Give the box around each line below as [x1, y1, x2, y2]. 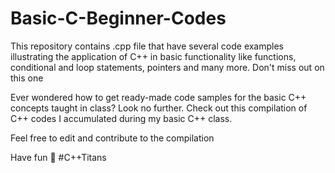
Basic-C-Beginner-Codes [10, 7, 227, 30]
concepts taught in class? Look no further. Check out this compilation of [10, 102, 308, 114]
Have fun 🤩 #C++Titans [10, 151, 107, 163]
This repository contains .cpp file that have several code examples [10, 40, 285, 52]
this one [10, 72, 44, 84]
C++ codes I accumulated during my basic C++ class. [10, 112, 233, 124]
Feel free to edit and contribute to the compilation [10, 132, 215, 144]
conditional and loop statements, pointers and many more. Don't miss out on [10, 61, 325, 73]
